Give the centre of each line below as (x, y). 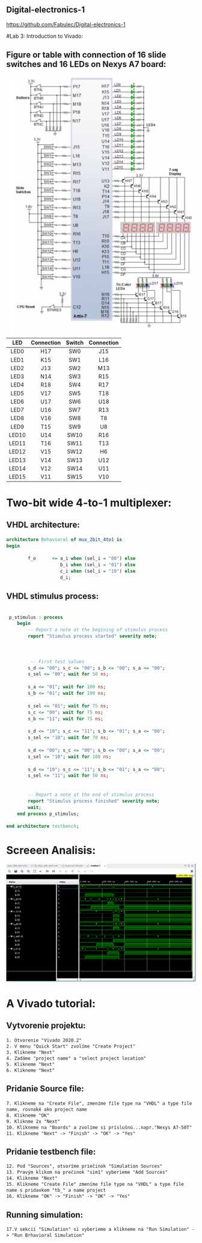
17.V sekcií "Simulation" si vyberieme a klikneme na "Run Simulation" (98, 1229)
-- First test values (57, 661)
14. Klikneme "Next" (32, 1178)
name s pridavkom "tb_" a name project (56, 1190)
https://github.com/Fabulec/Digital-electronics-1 (66, 24)
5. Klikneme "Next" (31, 1064)
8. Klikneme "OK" (28, 1115)
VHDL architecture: (43, 525)
